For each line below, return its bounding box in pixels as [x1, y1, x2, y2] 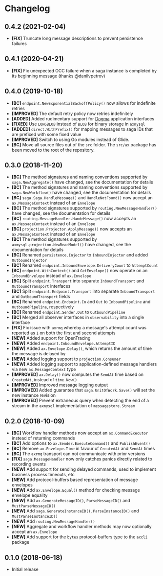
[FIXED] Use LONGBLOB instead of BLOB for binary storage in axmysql [11, 121, 145, 127]
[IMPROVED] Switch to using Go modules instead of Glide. [11, 137, 130, 142]
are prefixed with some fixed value [11, 131, 81, 137]
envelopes [11, 482, 33, 488]
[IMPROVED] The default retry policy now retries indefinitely [11, 111, 133, 116]
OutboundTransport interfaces [11, 283, 71, 289]
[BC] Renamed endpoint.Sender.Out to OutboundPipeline [11, 309, 125, 315]
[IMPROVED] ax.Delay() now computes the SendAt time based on [11, 371, 144, 377]
